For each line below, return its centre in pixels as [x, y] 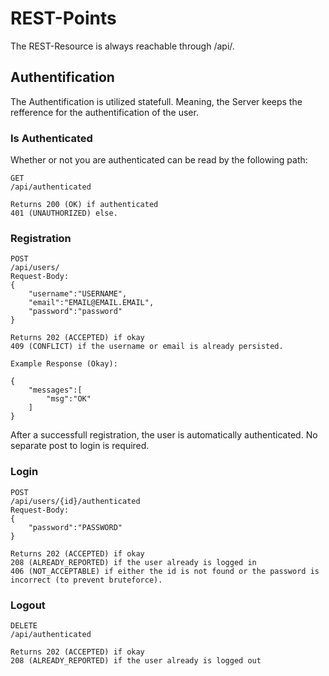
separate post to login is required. [80, 446]
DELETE [24, 625]
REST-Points [63, 18]
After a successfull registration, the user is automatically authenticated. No [164, 435]
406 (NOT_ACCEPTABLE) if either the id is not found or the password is [165, 571]
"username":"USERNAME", [78, 294]
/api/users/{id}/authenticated [75, 501]
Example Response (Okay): [64, 364]
